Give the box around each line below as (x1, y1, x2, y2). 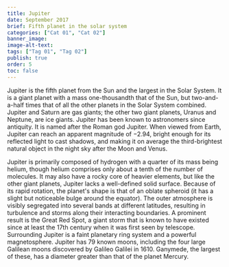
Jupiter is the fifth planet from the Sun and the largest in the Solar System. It (7, 86, 222, 94)
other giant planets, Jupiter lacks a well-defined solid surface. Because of (7, 179, 216, 188)
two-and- (191, 93, 219, 101)
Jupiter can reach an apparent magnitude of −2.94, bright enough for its (7, 129, 211, 138)
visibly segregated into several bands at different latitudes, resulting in (7, 201, 206, 209)
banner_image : (7, 36, 48, 42)
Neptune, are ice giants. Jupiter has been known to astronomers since (7, 115, 206, 123)
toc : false (7, 67, 38, 74)
